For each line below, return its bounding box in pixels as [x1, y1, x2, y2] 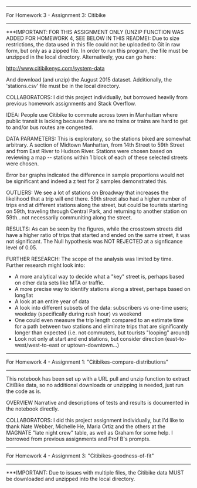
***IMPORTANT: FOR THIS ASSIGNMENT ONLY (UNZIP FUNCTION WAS [6, 29, 184, 35]
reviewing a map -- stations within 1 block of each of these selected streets [6, 154, 188, 161]
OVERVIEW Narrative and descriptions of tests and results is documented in [6, 399, 189, 406]
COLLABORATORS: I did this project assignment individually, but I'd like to [6, 417, 185, 423]
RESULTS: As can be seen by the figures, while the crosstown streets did [6, 225, 182, 232]
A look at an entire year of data [14, 298, 90, 305]
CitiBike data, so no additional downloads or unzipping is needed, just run [6, 382, 184, 388]
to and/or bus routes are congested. [6, 124, 93, 131]
